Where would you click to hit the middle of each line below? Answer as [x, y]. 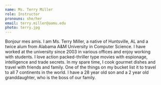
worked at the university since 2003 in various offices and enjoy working [78, 52]
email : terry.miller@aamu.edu [36, 23]
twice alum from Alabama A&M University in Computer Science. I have [75, 47]
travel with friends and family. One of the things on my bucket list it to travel [80, 67]
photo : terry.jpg [23, 28]
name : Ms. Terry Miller [29, 9]
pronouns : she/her [24, 18]
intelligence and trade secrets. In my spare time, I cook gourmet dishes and [80, 62]
